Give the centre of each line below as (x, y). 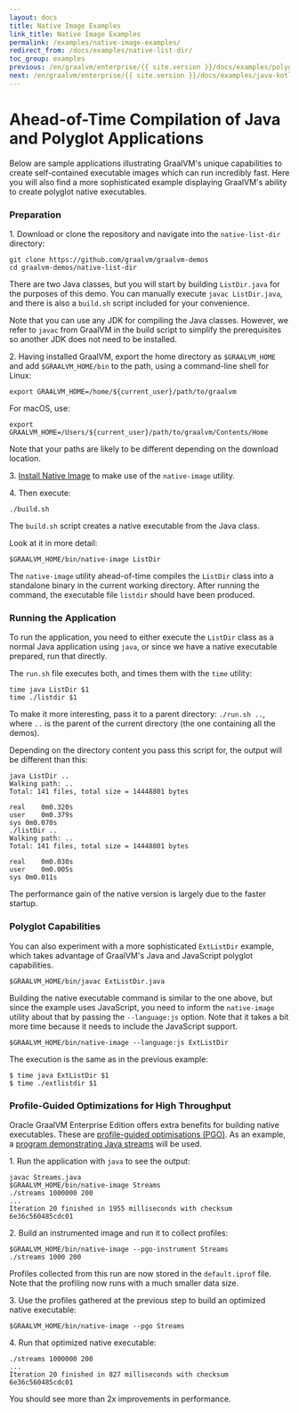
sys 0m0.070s (33, 823)
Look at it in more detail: (53, 543)
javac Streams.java (45, 1177)
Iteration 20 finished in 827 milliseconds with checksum (119, 1374)
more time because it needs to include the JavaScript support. (124, 1026)
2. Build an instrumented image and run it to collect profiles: (119, 1233)
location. (25, 458)
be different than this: (48, 760)
